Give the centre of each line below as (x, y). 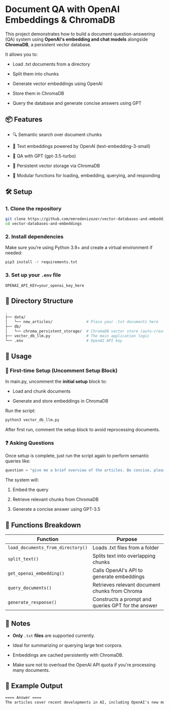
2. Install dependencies (34, 236)
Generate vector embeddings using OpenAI (58, 84)
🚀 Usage (18, 356)
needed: (14, 253)
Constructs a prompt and (122, 599)
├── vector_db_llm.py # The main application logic (77, 336)
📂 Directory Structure (39, 301)
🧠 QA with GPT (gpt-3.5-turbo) (44, 156)
